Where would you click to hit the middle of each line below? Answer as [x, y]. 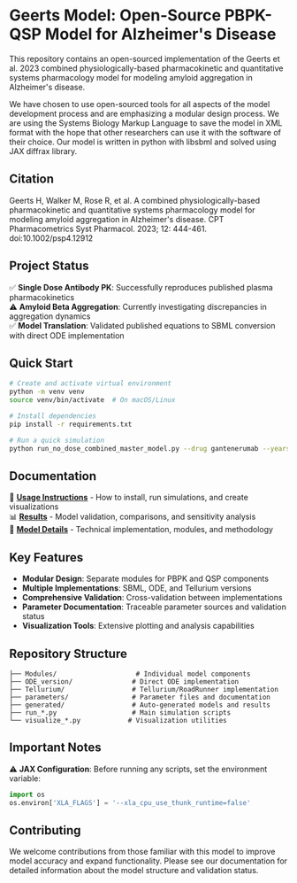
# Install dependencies [53, 416]
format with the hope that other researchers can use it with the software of [145, 132]
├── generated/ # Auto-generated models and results [140, 705]
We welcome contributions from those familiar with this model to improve [142, 852]
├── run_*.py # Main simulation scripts [120, 713]
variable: [25, 778]
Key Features [46, 558]
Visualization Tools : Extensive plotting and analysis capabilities [138, 626]
